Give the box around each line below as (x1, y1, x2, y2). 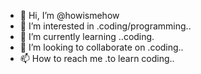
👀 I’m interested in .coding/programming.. (19, 20, 192, 32)
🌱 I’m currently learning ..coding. (19, 31, 155, 42)
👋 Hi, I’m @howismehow (19, 10, 120, 21)
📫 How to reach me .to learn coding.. (19, 53, 175, 64)
